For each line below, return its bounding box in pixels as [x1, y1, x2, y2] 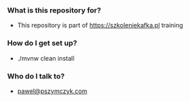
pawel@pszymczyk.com [17, 87, 88, 95]
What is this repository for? [7, 6, 102, 15]
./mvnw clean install [17, 54, 75, 62]
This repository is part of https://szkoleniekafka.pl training [17, 21, 184, 30]
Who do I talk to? [7, 71, 65, 81]
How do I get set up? [7, 39, 78, 48]
